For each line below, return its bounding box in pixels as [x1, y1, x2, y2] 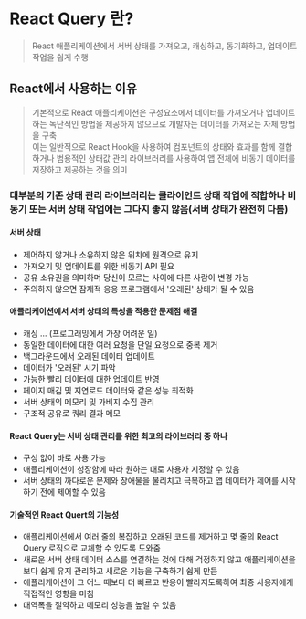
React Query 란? [9, 8, 134, 29]
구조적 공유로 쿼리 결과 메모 [22, 408, 121, 419]
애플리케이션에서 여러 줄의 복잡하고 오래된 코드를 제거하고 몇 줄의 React [22, 531, 279, 542]
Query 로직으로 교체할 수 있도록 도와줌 [22, 542, 162, 553]
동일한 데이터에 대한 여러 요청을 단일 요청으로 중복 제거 [22, 340, 218, 351]
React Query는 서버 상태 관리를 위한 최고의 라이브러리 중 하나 [9, 430, 228, 441]
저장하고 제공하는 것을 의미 [31, 163, 128, 174]
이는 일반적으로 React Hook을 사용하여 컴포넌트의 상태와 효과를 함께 [31, 141, 276, 152]
